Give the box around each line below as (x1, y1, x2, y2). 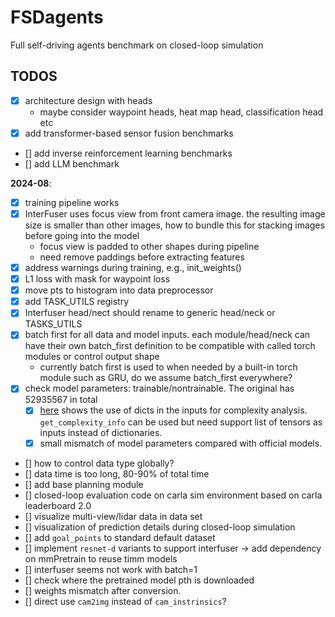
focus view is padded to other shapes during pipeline (39, 241, 260, 252)
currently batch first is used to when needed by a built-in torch (39, 361, 298, 373)
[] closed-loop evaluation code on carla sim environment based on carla (24, 489, 323, 501)
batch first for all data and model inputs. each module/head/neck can (24, 329, 311, 341)
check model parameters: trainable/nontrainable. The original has (24, 382, 295, 395)
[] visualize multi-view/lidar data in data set (24, 510, 203, 522)
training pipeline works (24, 196, 120, 208)
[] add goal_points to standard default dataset (24, 531, 216, 543)
